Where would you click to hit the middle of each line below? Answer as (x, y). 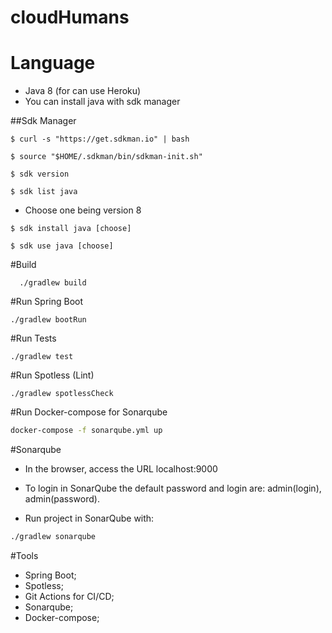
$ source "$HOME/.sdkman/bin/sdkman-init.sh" (106, 157)
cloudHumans (70, 17)
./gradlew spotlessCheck (62, 394)
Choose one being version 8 (83, 210)
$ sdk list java (44, 192)
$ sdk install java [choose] (71, 229)
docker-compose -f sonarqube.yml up (86, 431)
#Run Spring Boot (47, 302)
